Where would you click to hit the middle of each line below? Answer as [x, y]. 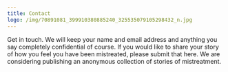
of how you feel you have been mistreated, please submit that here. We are [114, 54]
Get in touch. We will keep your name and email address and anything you [112, 39]
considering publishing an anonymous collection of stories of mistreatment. [114, 61]
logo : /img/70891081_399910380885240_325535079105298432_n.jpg [100, 20]
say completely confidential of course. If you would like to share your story [113, 47]
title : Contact [29, 13]
